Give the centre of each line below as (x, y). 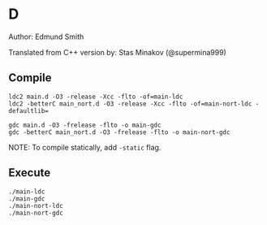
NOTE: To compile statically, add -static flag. (85, 147)
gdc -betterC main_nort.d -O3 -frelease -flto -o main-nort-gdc (119, 132)
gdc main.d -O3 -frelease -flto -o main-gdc (85, 125)
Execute (30, 173)
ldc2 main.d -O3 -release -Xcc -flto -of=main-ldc (96, 97)
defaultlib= (28, 110)
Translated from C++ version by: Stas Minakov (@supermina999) (118, 52)
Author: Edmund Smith (46, 37)
